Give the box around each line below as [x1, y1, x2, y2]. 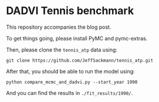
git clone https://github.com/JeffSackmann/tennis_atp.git [6, 57, 154, 63]
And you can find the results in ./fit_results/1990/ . [6, 89, 133, 96]
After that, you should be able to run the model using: [6, 67, 135, 74]
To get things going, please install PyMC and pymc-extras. [6, 35, 148, 42]
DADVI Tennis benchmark [6, 4, 134, 18]
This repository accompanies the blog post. [6, 23, 111, 30]
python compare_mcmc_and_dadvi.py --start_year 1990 [6, 79, 138, 85]
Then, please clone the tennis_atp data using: [6, 46, 117, 53]
